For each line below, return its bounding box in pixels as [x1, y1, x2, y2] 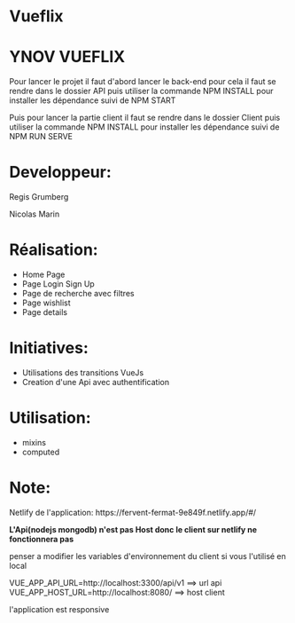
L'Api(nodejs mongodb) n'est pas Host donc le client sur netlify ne [9, 524, 258, 534]
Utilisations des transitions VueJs [21, 367, 144, 378]
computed [21, 446, 60, 457]
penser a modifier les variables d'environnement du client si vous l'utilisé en [9, 550, 286, 561]
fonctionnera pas [9, 533, 74, 544]
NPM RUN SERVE [9, 131, 74, 142]
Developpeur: [9, 162, 113, 183]
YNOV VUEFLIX [9, 47, 126, 67]
